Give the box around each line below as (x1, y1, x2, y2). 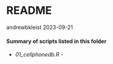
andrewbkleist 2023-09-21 (6, 24, 73, 31)
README (6, 4, 52, 18)
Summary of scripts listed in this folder (6, 37, 107, 45)
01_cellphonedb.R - (15, 51, 64, 58)
